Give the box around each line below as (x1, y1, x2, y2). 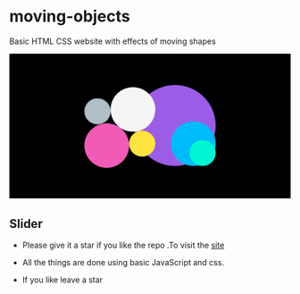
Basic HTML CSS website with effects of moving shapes (9, 36, 216, 46)
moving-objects (9, 6, 131, 27)
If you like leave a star (21, 274, 104, 285)
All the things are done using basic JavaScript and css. (21, 257, 225, 268)
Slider (9, 216, 43, 231)
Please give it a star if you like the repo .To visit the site (21, 239, 225, 251)
